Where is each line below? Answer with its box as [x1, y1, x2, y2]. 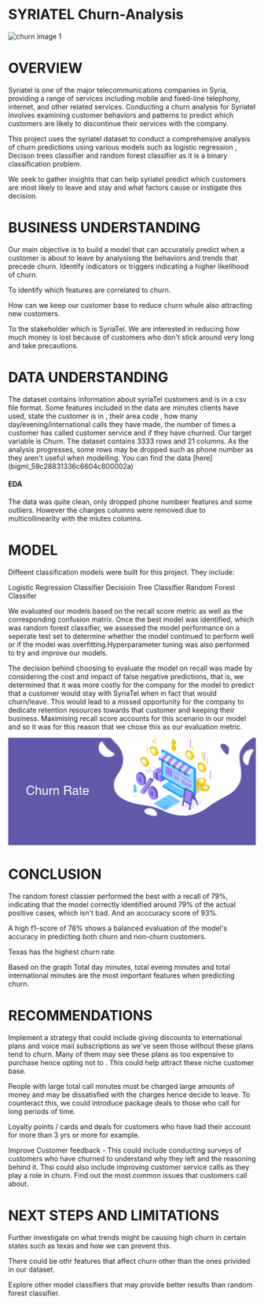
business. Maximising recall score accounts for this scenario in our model [8, 713, 247, 723]
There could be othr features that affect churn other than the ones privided [8, 1256, 251, 1265]
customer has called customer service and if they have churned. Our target [8, 428, 252, 437]
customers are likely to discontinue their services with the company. [8, 118, 229, 128]
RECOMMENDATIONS [8, 1007, 153, 1025]
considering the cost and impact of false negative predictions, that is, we [8, 671, 244, 681]
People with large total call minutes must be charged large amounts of [8, 1081, 235, 1090]
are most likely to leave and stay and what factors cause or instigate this [8, 183, 242, 192]
